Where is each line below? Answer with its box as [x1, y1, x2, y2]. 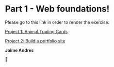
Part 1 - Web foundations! [5, 3, 110, 14]
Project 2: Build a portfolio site [5, 38, 65, 44]
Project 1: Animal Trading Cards [5, 28, 68, 34]
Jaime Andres [5, 47, 34, 53]
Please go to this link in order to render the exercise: [5, 19, 110, 25]
